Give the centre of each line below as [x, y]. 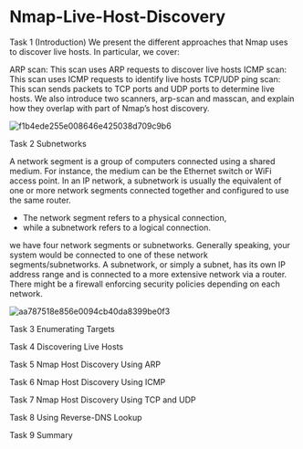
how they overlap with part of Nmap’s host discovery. [110, 108]
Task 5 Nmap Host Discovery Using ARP [85, 364]
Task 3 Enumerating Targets [63, 329]
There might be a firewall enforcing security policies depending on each [145, 284]
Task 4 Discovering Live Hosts [67, 346]
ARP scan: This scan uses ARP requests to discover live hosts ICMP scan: [148, 69]
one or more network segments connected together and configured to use [149, 190]
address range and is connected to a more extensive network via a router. [148, 274]
